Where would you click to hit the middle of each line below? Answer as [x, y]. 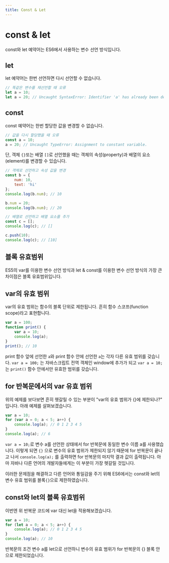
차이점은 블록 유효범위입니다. [33, 276]
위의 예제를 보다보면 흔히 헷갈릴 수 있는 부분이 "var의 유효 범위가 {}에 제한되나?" [84, 399]
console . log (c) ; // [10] [31, 240]
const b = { [18, 175]
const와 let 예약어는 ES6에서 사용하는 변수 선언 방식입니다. [63, 49]
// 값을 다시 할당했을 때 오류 [32, 135]
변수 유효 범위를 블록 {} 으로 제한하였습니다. [47, 480]
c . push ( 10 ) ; [18, 235]
